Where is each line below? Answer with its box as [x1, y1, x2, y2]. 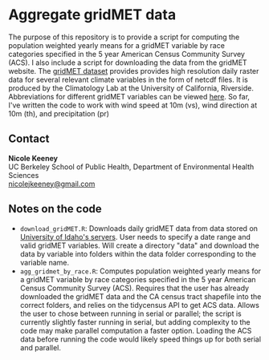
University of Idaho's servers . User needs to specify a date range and [19, 232, 251, 241]
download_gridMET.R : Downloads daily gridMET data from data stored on [19, 223, 259, 233]
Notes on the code [8, 202, 102, 216]
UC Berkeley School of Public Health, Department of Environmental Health [8, 162, 255, 172]
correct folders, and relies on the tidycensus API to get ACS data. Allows [19, 300, 259, 309]
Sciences [8, 170, 39, 180]
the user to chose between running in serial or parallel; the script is [19, 309, 243, 318]
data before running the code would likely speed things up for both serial [19, 334, 262, 344]
